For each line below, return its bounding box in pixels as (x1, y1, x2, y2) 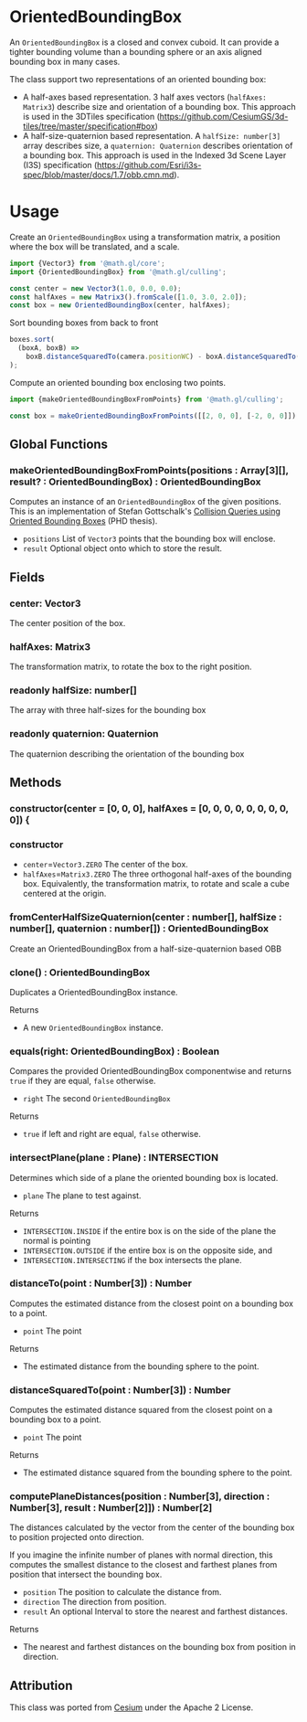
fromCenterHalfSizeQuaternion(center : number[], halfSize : (9, 911, 282, 924)
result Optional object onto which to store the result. (22, 543, 222, 554)
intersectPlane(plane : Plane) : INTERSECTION (9, 1152, 219, 1164)
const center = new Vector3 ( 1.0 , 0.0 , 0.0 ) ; (9, 283, 182, 293)
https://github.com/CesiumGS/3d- (159, 111, 289, 122)
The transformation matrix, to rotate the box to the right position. (9, 661, 253, 673)
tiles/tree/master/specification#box (22, 121, 155, 132)
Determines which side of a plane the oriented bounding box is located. (9, 1172, 279, 1183)
